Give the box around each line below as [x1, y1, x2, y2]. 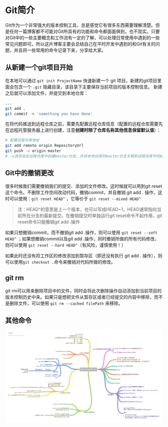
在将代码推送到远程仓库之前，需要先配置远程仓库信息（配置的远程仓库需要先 [5, 121, 163, 127]
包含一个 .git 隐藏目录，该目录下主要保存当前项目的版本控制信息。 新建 [13, 84, 162, 90]
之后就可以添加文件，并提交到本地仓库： [5, 90, 88, 96]
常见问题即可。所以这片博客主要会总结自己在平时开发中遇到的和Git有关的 [5, 41, 156, 47]
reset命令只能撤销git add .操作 [17, 219, 80, 225]
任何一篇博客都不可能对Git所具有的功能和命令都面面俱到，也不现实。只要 [9, 28, 160, 34]
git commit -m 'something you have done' [5, 111, 93, 116]
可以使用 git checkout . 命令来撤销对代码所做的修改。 [5, 259, 116, 265]
